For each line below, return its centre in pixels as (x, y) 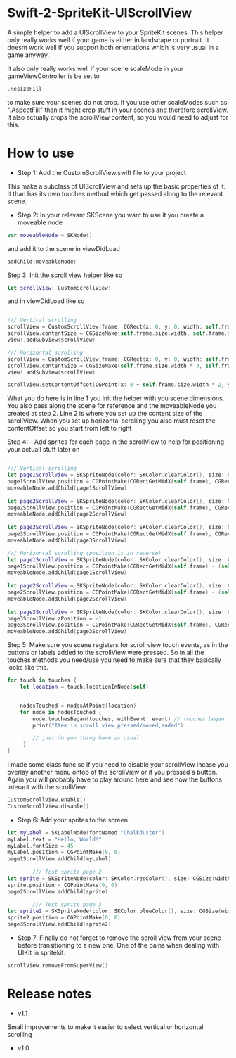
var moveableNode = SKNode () (50, 235)
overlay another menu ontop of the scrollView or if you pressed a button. (112, 772)
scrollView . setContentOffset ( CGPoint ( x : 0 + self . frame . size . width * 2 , (116, 385)
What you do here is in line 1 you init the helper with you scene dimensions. (116, 398)
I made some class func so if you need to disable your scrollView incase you (118, 764)
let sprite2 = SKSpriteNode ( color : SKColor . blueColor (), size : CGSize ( (114, 911)
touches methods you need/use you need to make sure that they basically (114, 660)
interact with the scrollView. (47, 787)
